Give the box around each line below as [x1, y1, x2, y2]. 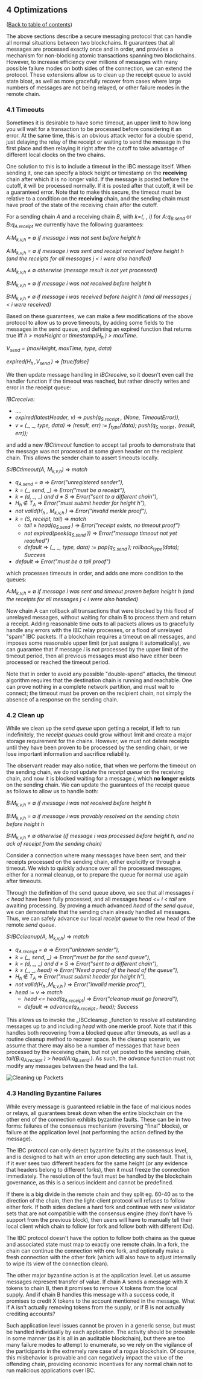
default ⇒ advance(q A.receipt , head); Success [24, 1003, 139, 1012]
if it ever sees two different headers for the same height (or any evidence [6, 1159, 188, 1167]
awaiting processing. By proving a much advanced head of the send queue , [6, 902, 195, 909]
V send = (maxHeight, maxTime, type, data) [6, 345, 112, 354]
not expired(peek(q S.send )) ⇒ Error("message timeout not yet [24, 529, 177, 538]
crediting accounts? [6, 1310, 55, 1317]
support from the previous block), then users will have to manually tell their [6, 1216, 192, 1223]
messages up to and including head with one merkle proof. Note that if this [6, 1023, 192, 1030]
